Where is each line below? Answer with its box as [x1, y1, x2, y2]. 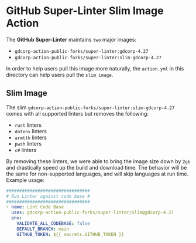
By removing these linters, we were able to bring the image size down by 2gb [6, 157, 191, 165]
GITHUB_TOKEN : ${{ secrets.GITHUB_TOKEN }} [16, 231, 125, 237]
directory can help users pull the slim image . [6, 71, 114, 78]
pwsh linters [14, 140, 42, 147]
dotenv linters [14, 127, 47, 134]
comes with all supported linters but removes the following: [6, 110, 149, 117]
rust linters [14, 122, 42, 129]
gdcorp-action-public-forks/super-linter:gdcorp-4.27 [14, 48, 149, 54]
